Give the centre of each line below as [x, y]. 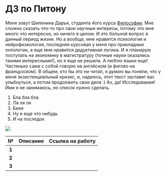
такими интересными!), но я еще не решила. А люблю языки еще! [77, 60]
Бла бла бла [26, 97]
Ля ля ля [22, 102]
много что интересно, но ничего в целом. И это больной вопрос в [77, 33]
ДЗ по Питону [36, 9]
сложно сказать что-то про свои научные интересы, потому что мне [80, 28]
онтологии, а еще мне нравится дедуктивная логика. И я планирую [78, 50]
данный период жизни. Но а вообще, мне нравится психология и [76, 39]
